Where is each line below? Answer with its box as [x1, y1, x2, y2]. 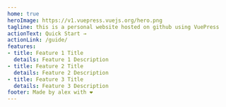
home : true [7, 10, 40, 18]
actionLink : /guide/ [7, 37, 69, 44]
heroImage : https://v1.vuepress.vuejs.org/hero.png [7, 17, 162, 24]
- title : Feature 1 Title [7, 50, 83, 57]
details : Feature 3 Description [13, 82, 109, 89]
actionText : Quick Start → [7, 30, 87, 37]
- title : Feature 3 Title [7, 75, 83, 83]
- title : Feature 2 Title [7, 63, 83, 70]
